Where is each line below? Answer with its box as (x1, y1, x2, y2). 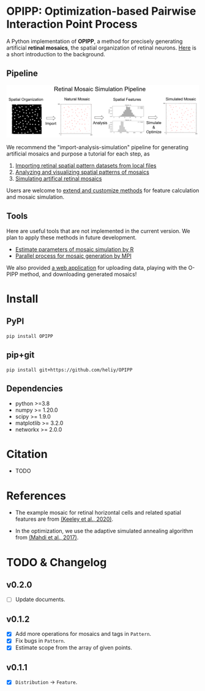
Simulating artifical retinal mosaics (15, 175, 102, 182)
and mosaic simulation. (6, 193, 65, 201)
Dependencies (6, 384, 63, 394)
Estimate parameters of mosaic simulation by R (15, 245, 134, 253)
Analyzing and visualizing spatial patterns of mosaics (15, 168, 150, 176)
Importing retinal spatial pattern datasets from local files (15, 162, 157, 170)
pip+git (6, 350, 35, 360)
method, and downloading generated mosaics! (19, 271, 137, 278)
